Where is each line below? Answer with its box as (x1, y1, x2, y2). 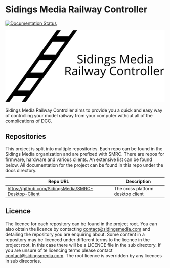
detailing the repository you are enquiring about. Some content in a (5, 231, 145, 237)
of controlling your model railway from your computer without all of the (5, 112, 153, 118)
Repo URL (48, 178, 69, 185)
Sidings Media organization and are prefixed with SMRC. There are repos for (5, 151, 164, 157)
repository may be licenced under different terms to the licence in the (5, 236, 150, 243)
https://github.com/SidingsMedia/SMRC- (7, 186, 94, 192)
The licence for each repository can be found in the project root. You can (5, 221, 157, 227)
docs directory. (5, 167, 37, 173)
